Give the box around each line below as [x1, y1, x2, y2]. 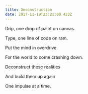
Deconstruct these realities [5, 64, 61, 70]
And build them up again [5, 73, 56, 79]
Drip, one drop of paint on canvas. [5, 25, 76, 31]
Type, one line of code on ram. [5, 35, 68, 41]
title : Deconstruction [5, 7, 52, 12]
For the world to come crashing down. [5, 54, 84, 60]
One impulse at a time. [5, 83, 51, 89]
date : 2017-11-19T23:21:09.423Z [5, 12, 72, 17]
